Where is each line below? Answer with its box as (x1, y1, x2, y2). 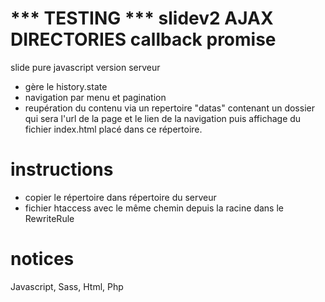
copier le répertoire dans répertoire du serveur (24, 191, 217, 203)
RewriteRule (24, 212, 75, 224)
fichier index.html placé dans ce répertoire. (24, 123, 203, 135)
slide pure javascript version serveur (10, 61, 161, 73)
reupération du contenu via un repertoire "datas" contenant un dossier (24, 102, 315, 114)
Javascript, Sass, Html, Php (10, 280, 124, 292)
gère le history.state (24, 80, 108, 92)
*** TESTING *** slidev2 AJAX (10, 7, 274, 30)
